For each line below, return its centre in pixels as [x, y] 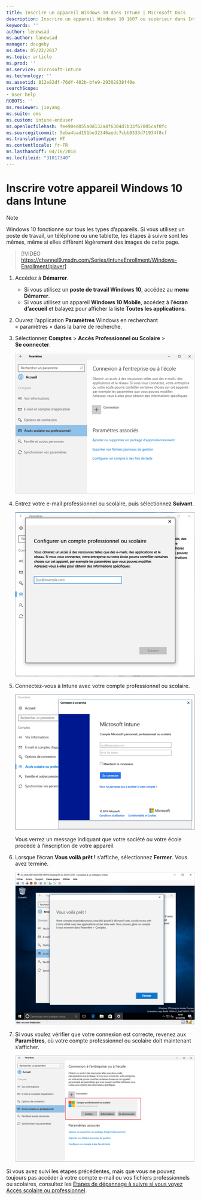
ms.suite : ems [24, 114]
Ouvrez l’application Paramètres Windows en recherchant [86, 320]
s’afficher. [27, 1047]
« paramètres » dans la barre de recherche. [68, 326]
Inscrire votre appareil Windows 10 [95, 188]
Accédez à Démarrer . [42, 278]
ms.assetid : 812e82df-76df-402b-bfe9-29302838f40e [71, 82]
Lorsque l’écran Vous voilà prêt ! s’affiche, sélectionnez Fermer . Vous [101, 857]
